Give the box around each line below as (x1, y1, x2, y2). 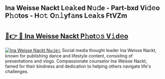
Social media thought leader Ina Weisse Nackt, (62, 48, 157, 53)
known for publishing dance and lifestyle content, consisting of (5, 53, 133, 58)
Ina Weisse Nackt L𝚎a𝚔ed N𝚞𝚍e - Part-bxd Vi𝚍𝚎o (5, 4, 160, 12)
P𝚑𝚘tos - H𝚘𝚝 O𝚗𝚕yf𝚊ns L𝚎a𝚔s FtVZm (5, 12, 128, 20)
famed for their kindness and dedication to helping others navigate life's (5, 63, 151, 69)
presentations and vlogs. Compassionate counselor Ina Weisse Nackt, (5, 58, 147, 64)
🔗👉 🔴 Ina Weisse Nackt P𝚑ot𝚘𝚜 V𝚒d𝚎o (5, 32, 129, 40)
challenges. (5, 69, 29, 74)
